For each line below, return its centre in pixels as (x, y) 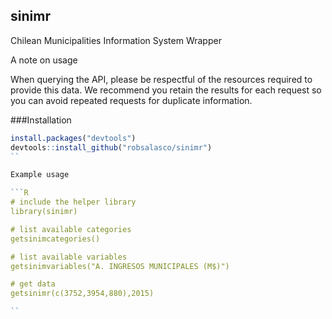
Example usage (40, 175)
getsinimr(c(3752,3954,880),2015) (82, 294)
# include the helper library (73, 202)
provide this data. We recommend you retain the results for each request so (166, 90)
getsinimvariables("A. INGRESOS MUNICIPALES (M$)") (120, 266)
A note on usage (44, 60)
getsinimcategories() (55, 239)
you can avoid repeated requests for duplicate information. (131, 100)
